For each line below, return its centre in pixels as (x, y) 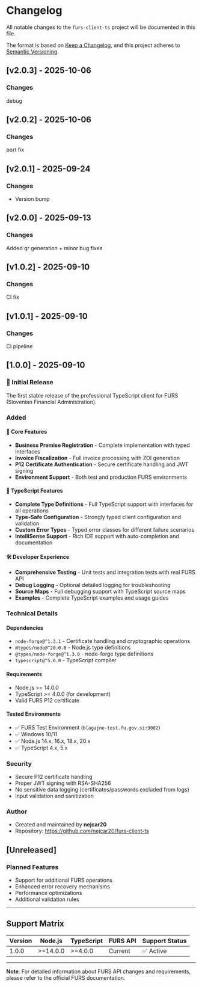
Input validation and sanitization (54, 796)
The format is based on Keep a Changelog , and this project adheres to (93, 45)
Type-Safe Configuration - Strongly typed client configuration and (98, 517)
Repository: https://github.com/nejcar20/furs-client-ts (82, 831)
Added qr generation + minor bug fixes (54, 248)
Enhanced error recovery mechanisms (62, 887)
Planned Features (32, 867)
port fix (15, 150)
